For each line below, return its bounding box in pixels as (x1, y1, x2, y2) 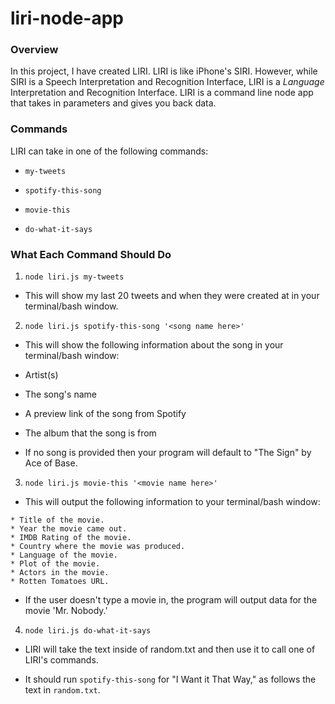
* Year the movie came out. (10, 524, 128, 534)
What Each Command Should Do (10, 247, 172, 261)
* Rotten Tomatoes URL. (10, 577, 110, 587)
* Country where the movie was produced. (10, 542, 186, 552)
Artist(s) (24, 369, 59, 381)
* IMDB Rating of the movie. (10, 533, 132, 543)
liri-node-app (10, 7, 124, 30)
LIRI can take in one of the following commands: (10, 145, 209, 157)
